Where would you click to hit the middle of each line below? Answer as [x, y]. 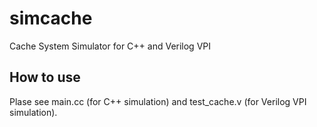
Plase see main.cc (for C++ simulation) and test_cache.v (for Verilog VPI [158, 101]
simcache [51, 18]
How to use [45, 77]
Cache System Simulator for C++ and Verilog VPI [110, 46]
